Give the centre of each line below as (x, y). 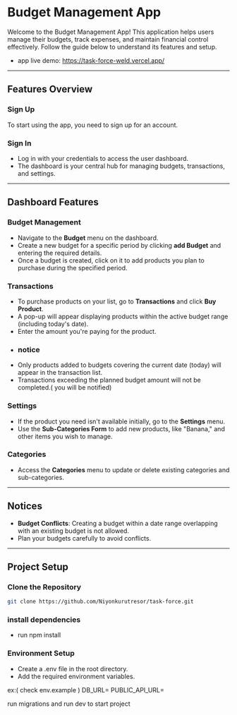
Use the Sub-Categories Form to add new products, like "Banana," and (121, 428)
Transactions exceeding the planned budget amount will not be (109, 380)
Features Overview (50, 89)
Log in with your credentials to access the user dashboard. (103, 158)
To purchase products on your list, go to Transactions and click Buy (117, 301)
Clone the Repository (44, 587)
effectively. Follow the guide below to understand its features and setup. (112, 47)
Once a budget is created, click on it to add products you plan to (111, 260)
